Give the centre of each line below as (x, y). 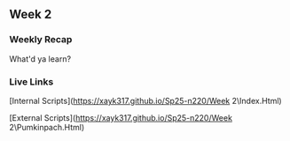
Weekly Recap (41, 40)
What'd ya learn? (40, 59)
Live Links (31, 81)
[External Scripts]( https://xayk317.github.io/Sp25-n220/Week (121, 117)
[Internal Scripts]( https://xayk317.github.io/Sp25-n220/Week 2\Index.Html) (145, 100)
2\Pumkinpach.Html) (47, 127)
